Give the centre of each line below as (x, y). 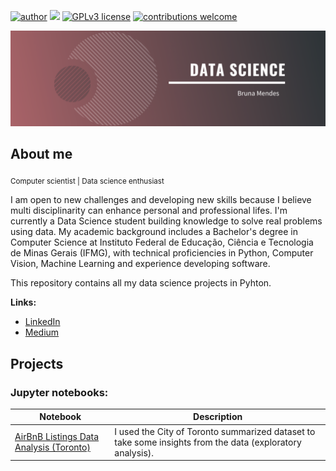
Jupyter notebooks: (59, 392)
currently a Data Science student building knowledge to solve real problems (166, 221)
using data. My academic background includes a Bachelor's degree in (154, 232)
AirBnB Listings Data (57, 437)
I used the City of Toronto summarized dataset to (215, 431)
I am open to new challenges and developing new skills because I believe (161, 200)
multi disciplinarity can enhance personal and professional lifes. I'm (149, 211)
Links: (23, 302)
